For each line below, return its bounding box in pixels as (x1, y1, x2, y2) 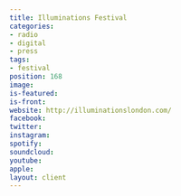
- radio (9, 30, 39, 39)
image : (9, 80, 34, 89)
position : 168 (9, 72, 63, 81)
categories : (9, 22, 54, 31)
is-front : (9, 97, 47, 107)
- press (9, 47, 39, 56)
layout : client (9, 173, 67, 182)
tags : (9, 55, 30, 64)
